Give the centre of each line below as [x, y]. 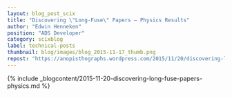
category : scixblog [35, 39]
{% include [23, 78]
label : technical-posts [41, 46]
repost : [18, 59]
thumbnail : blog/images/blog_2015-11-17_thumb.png [81, 53]
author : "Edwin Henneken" [44, 26]
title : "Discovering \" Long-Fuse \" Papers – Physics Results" [98, 20]
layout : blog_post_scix [41, 14]
